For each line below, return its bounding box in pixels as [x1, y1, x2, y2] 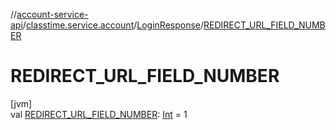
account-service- [16, 9, 89, 20]
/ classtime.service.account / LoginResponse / [22, 19, 205, 31]
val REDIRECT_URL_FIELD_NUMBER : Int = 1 [10, 108, 188, 120]
